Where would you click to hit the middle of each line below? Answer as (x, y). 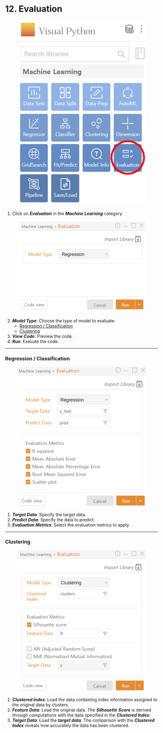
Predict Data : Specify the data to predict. (53, 520)
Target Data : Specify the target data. (49, 514)
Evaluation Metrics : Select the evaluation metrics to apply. (71, 525)
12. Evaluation (34, 9)
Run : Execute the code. (35, 341)
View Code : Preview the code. (42, 336)
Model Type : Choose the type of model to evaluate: (64, 321)
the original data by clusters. (41, 705)
